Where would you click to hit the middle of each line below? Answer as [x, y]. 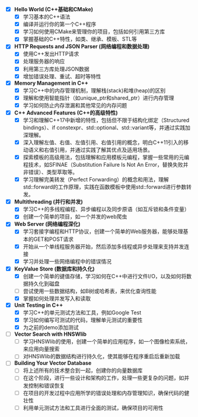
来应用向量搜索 [41, 349]
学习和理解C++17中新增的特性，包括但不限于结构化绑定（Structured [106, 120]
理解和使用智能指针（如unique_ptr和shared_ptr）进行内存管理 [98, 98]
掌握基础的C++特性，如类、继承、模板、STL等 [80, 39]
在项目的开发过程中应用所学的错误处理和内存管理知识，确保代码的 [103, 393]
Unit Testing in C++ [39, 305]
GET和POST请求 [54, 239]
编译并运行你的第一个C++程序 [60, 24]
